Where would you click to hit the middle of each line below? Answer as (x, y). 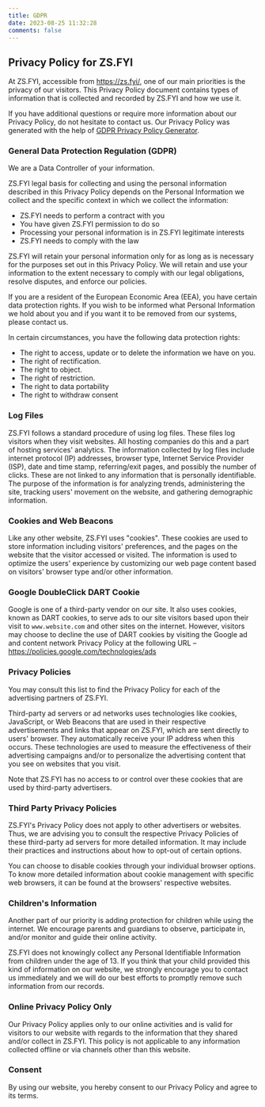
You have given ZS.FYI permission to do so (89, 224)
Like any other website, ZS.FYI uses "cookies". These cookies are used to (128, 538)
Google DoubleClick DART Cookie (74, 592)
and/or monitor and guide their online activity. (82, 937)
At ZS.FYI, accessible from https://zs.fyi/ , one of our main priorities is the (127, 82)
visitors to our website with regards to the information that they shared (123, 1033)
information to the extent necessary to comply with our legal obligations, (126, 273)
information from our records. (57, 987)
